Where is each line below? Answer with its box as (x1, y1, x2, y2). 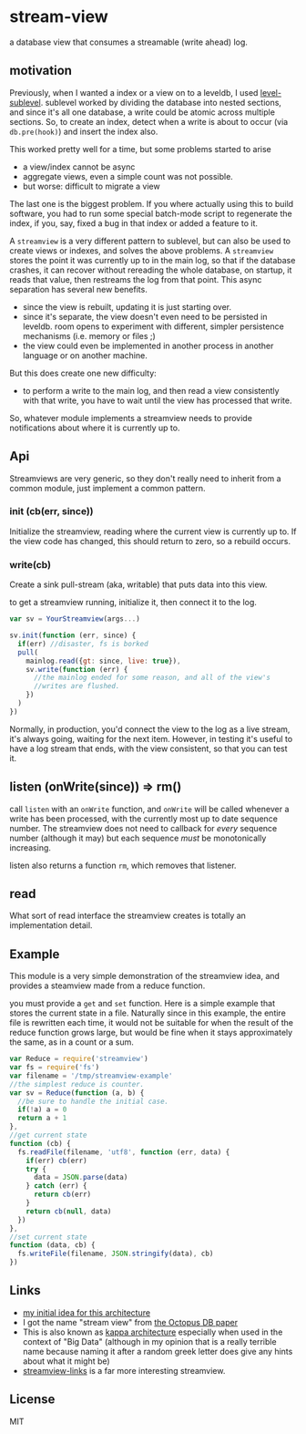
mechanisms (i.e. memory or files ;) (22, 330, 157, 341)
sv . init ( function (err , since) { (9, 631, 137, 640)
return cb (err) (33, 1190, 92, 1200)
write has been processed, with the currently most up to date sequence (9, 813, 278, 824)
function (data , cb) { (9, 1241, 96, 1250)
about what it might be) (22, 1356, 111, 1367)
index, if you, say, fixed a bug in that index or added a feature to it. (9, 217, 258, 229)
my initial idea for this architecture (22, 1306, 151, 1318)
